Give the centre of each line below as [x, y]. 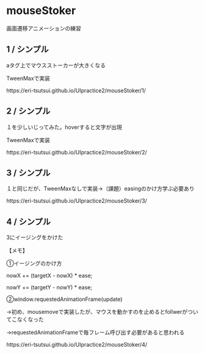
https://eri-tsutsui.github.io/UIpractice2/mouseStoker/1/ [76, 90]
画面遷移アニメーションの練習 [44, 28]
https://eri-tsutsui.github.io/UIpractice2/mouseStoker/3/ [77, 201]
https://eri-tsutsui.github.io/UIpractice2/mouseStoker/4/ [77, 345]
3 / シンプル [28, 172]
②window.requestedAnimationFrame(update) [64, 299]
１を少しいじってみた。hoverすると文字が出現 [64, 127]
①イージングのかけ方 [34, 264]
